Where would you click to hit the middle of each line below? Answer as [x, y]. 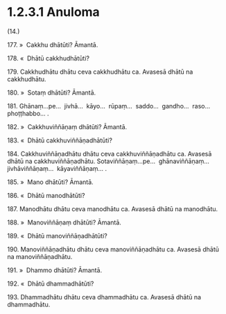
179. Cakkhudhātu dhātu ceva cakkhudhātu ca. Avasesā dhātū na [100, 72]
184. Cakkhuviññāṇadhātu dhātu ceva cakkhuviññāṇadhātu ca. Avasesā [110, 154]
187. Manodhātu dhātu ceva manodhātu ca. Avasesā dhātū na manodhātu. [113, 208]
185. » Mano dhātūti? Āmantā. [50, 182]
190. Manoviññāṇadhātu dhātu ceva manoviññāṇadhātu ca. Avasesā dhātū [113, 249]
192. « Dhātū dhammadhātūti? [51, 283]
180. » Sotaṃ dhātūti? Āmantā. [52, 92]
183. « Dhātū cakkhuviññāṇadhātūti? [60, 140]
